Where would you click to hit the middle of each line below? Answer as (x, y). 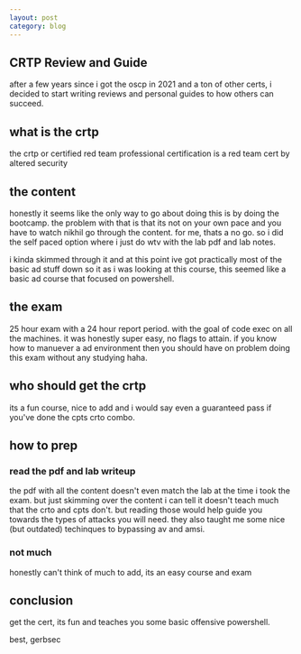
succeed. (27, 104)
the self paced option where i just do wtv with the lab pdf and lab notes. (143, 242)
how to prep (44, 445)
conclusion (41, 600)
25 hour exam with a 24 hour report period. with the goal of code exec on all (151, 328)
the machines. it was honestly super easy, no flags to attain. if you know (143, 338)
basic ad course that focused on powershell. (92, 278)
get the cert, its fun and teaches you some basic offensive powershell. (140, 622)
